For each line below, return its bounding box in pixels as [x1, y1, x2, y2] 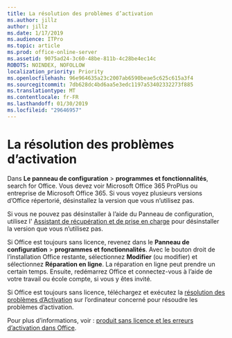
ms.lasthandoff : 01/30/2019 [7, 100, 89, 107]
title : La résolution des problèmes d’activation [7, 10, 154, 17]
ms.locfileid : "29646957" [7, 107, 82, 114]
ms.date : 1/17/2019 [7, 29, 64, 37]
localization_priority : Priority [7, 68, 104, 75]
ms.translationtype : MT [7, 87, 76, 94]
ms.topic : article [7, 42, 60, 49]
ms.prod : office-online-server [7, 49, 98, 56]
